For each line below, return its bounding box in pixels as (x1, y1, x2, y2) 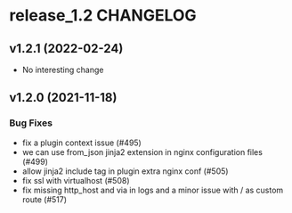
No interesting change (21, 64, 104, 75)
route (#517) (21, 193, 68, 205)
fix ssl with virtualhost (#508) (21, 175, 131, 185)
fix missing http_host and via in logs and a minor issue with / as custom (21, 184, 284, 195)
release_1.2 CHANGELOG (9, 5, 198, 26)
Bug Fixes (9, 117, 53, 129)
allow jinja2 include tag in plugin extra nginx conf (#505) (21, 166, 229, 176)
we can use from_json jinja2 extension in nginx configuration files (21, 146, 263, 157)
